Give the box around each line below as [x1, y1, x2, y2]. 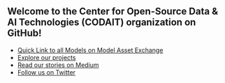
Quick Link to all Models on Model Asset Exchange [17, 45, 164, 54]
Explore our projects [17, 53, 76, 61]
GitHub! [7, 27, 42, 39]
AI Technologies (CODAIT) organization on [7, 17, 196, 29]
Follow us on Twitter [17, 68, 75, 76]
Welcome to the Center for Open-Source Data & [7, 6, 219, 17]
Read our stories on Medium [17, 61, 99, 69]
